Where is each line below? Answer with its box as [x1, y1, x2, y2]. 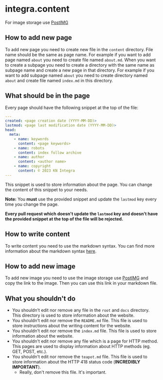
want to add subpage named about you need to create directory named [5, 72, 148, 78]
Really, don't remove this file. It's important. [19, 369, 107, 375]
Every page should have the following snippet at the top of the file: [5, 105, 139, 110]
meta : [9, 132, 21, 137]
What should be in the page [5, 91, 90, 100]
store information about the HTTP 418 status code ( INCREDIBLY [12, 359, 141, 365]
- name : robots [14, 145, 45, 150]
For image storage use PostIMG [5, 19, 69, 25]
